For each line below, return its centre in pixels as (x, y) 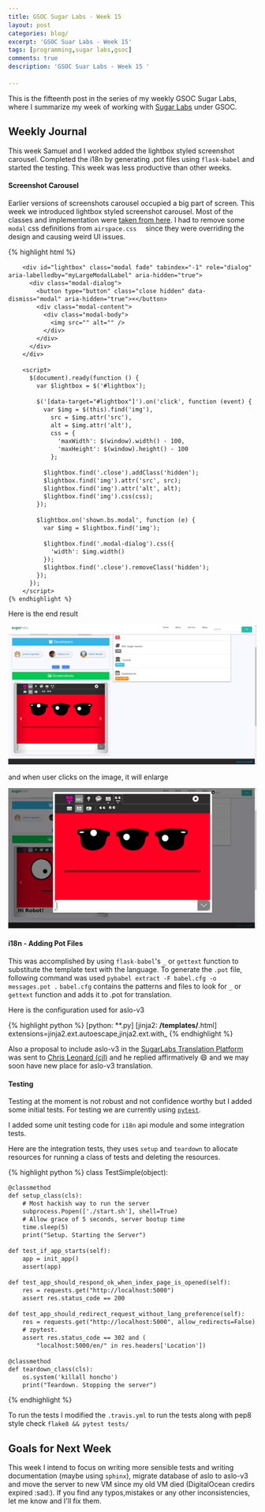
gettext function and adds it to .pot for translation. (90, 994)
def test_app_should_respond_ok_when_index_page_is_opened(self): (119, 1283)
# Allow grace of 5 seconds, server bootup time (104, 1220)
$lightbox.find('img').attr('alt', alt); (112, 488)
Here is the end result (43, 613)
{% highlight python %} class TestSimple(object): (88, 1172)
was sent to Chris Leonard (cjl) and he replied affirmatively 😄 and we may (129, 1057)
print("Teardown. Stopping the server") (90, 1386)
